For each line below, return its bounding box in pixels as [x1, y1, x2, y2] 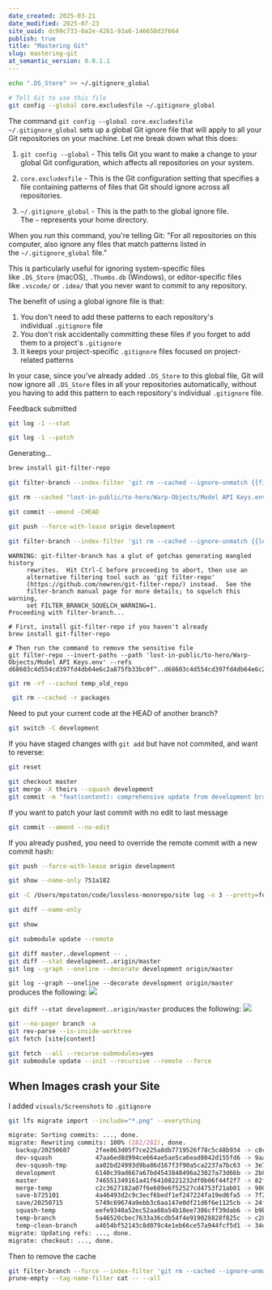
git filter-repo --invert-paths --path [8, 651, 143, 659]
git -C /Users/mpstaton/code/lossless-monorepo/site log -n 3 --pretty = [8, 892, 259, 900]
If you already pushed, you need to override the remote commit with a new [8, 837, 257, 847]
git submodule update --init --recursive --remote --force [8, 1057, 212, 1065]
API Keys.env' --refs [59, 658, 132, 666]
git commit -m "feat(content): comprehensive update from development [8, 793, 252, 801]
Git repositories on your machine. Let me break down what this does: [8, 133, 239, 143]
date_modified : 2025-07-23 [8, 19, 100, 28]
